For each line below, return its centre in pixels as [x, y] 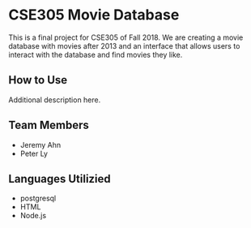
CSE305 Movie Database [94, 15]
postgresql [38, 198]
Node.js [33, 216]
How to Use [38, 80]
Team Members [49, 125]
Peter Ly [34, 153]
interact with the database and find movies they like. [96, 54]
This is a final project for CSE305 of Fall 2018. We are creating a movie [126, 37]
